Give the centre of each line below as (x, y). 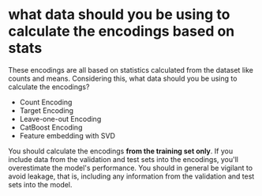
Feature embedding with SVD (67, 135)
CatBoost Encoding (51, 127)
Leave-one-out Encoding (60, 119)
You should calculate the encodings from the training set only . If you (121, 151)
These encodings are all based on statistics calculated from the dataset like (131, 70)
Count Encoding (46, 102)
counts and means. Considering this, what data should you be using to (123, 78)
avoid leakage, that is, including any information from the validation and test (131, 176)
